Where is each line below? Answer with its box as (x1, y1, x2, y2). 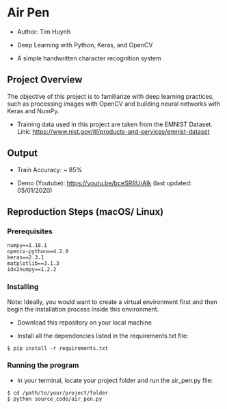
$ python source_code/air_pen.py (7, 395, 103, 402)
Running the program (7, 360, 79, 370)
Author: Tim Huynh (16, 27, 70, 36)
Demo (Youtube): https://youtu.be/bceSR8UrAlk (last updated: (16, 178, 192, 187)
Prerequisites (7, 226, 53, 236)
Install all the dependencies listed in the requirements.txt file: (16, 331, 189, 340)
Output (7, 148, 38, 159)
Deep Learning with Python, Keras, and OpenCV (16, 40, 153, 49)
